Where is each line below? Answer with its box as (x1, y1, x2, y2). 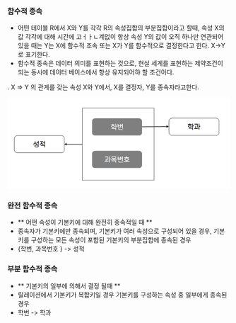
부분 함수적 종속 (7, 264, 58, 274)
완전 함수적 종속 (7, 200, 58, 210)
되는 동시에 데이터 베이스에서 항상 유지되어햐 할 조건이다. (17, 68, 175, 76)
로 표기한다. (17, 50, 51, 59)
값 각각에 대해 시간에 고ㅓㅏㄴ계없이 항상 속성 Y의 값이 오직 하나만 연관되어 (17, 33, 224, 41)
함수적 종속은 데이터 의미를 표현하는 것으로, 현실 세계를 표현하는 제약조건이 (17, 59, 224, 68)
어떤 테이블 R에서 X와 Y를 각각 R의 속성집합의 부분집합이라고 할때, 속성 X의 (17, 23, 225, 33)
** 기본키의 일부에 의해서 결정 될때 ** (17, 281, 121, 290)
